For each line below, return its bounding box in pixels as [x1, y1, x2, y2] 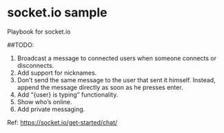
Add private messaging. [17, 105, 85, 113]
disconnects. [17, 61, 54, 69]
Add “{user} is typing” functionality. [17, 90, 119, 99]
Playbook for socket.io [7, 27, 71, 36]
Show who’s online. [17, 97, 72, 106]
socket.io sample [7, 5, 108, 21]
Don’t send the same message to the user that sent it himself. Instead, [17, 75, 216, 84]
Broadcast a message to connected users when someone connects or [17, 53, 217, 62]
